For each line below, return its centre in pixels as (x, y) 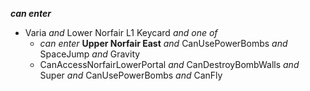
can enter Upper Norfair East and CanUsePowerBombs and (163, 43)
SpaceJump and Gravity (90, 54)
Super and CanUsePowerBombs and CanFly (131, 75)
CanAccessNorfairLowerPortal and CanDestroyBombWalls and (169, 64)
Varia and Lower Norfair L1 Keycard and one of (121, 32)
